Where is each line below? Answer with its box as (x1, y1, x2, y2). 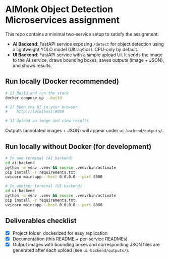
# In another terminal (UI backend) (5, 183, 82, 189)
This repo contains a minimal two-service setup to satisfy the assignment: (5, 31, 159, 37)
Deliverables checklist (5, 216, 77, 225)
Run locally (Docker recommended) (5, 77, 120, 86)
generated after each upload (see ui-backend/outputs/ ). (12, 247, 130, 253)
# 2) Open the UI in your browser (5, 104, 78, 109)
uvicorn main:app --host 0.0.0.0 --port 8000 (5, 174, 102, 179)
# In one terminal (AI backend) (5, 156, 73, 161)
